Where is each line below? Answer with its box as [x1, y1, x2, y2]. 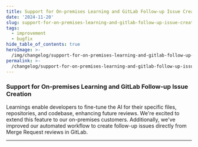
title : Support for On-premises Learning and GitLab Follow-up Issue [6, 8, 181, 15]
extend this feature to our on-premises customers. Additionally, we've [6, 116, 176, 123]
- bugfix [11, 36, 33, 42]
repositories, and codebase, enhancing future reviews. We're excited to [6, 109, 180, 116]
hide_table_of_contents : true [6, 42, 81, 48]
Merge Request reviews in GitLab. [6, 128, 88, 135]
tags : [6, 25, 19, 31]
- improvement [11, 31, 46, 36]
